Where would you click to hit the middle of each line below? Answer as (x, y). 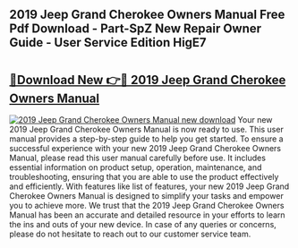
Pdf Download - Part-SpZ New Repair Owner (136, 29)
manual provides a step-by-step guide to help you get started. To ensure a (146, 139)
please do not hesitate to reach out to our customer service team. (130, 234)
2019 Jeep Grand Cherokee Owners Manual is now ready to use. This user (146, 129)
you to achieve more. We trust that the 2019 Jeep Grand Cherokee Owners (147, 205)
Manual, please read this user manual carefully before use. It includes (138, 158)
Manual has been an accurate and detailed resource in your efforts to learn (147, 215)
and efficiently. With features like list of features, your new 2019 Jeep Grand (149, 186)
